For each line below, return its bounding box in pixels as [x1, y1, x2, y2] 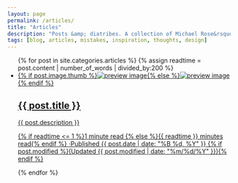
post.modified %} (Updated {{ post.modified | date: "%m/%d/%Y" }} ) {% [17, 147, 227, 155]
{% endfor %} [17, 168, 59, 177]
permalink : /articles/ [7, 17, 74, 24]
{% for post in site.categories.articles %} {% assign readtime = [17, 56, 202, 65]
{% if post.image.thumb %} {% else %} [17, 72, 181, 80]
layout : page [7, 10, 46, 18]
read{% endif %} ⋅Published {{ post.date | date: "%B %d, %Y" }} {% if [17, 139, 222, 148]
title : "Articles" [7, 23, 62, 30]
